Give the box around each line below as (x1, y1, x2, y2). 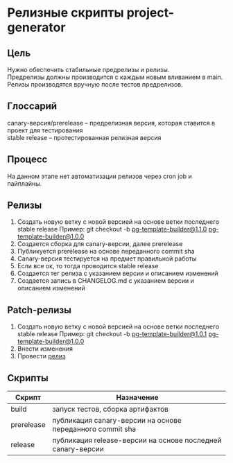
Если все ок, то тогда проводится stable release (17, 262, 159, 270)
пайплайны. (7, 179, 42, 188)
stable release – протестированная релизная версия (7, 133, 162, 141)
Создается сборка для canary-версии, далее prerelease (17, 240, 183, 248)
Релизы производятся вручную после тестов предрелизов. (7, 80, 183, 88)
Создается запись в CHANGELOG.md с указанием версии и (17, 277, 194, 285)
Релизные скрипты (7, 5, 124, 21)
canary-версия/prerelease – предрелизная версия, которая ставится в (7, 119, 216, 127)
